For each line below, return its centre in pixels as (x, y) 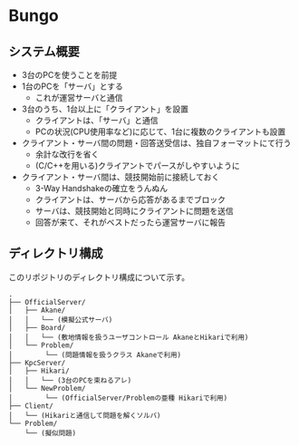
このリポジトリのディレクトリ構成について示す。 (99, 276)
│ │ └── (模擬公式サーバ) (61, 320)
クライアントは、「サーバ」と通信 (96, 120)
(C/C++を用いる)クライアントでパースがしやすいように (138, 165)
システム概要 (44, 51)
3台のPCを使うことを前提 (69, 75)
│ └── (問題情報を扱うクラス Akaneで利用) (95, 354)
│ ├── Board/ (37, 327)
